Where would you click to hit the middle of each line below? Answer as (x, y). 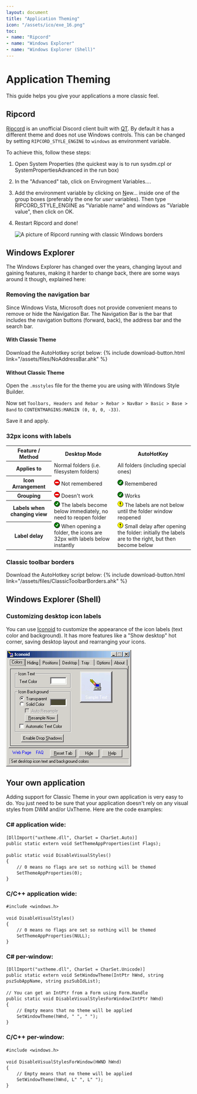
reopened (129, 517)
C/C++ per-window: (35, 1037)
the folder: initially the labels (151, 533)
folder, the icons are (78, 533)
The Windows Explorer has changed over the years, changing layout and (94, 267)
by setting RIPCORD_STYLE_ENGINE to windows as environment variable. (89, 141)
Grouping (29, 496)
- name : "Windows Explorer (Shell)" (51, 50)
